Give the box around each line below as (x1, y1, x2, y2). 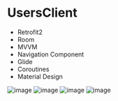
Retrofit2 (17, 28, 43, 36)
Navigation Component (17, 50, 84, 59)
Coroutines (17, 65, 50, 73)
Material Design (17, 72, 63, 81)
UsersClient (7, 5, 78, 21)
